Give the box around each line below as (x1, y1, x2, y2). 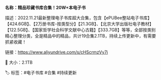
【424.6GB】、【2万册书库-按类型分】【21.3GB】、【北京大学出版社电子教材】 (5, 21, 154, 27)
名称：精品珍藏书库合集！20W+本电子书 (5, 5, 86, 10)
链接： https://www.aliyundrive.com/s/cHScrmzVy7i (5, 49, 108, 55)
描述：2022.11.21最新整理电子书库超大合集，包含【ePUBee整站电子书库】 (5, 15, 152, 21)
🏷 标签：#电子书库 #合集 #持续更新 (5, 70, 77, 75)
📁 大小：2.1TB (5, 60, 33, 65)
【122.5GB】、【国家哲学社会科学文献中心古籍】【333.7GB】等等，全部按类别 (5, 27, 156, 33)
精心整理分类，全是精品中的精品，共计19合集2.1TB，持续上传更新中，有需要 (5, 33, 156, 39)
